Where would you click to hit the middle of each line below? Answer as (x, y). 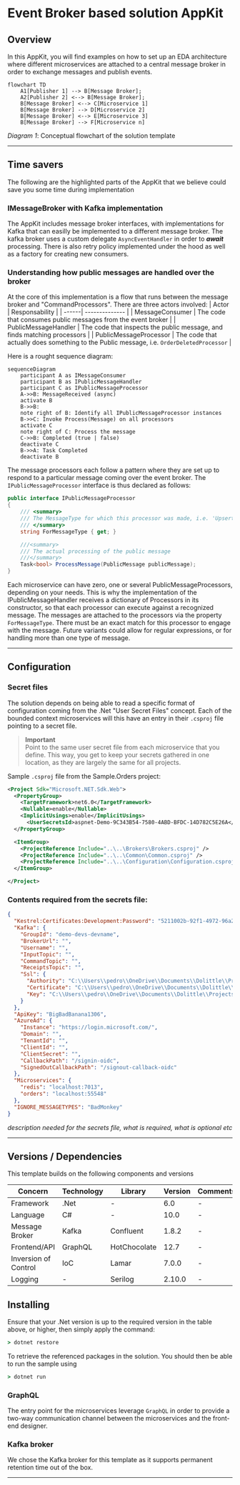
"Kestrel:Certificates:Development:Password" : (84, 921)
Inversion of (31, 1259)
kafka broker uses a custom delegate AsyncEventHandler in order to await (115, 239)
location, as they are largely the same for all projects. (103, 762)
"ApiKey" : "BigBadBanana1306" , (60, 1014)
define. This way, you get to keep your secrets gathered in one (117, 754)
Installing (29, 1305)
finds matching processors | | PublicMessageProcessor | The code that (112, 335)
